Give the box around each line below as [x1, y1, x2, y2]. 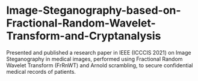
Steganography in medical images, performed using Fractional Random [6, 55, 183, 62]
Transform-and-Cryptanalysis [6, 29, 161, 43]
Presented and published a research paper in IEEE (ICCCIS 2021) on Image [6, 49, 191, 56]
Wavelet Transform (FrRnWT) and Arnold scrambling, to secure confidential [6, 61, 193, 69]
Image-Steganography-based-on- [6, 4, 182, 17]
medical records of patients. [6, 68, 76, 75]
